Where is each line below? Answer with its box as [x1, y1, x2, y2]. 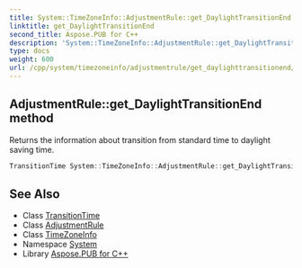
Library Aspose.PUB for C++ [22, 248, 129, 259]
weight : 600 [9, 55, 54, 64]
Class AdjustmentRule [22, 219, 104, 230]
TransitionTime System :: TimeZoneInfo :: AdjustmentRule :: [9, 161, 223, 171]
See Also [9, 186, 60, 201]
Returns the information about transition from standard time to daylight [9, 134, 271, 145]
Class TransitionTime [22, 210, 101, 221]
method [9, 111, 54, 126]
